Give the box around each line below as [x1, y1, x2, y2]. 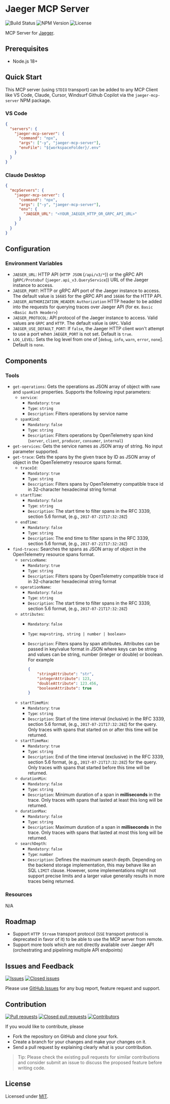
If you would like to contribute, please [5, 1023, 84, 1030]
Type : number [27, 851, 53, 857]
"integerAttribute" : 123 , [37, 676, 92, 681]
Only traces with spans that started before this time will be [27, 765, 150, 771]
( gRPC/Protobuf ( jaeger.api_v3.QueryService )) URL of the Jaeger [12, 277, 149, 283]
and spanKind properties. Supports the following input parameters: [12, 389, 151, 395]
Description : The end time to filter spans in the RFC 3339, [27, 535, 150, 541]
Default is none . [12, 342, 45, 348]
